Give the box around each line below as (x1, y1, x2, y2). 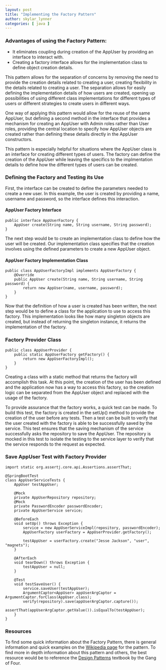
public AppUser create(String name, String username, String (14, 277, 143, 282)
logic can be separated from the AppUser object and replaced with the (5, 389, 150, 395)
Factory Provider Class (5, 336, 61, 343)
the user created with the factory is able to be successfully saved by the (5, 420, 153, 426)
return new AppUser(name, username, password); (23, 286, 123, 291)
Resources (5, 627, 32, 634)
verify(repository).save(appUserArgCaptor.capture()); (23, 599, 139, 604)
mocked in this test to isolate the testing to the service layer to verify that (5, 436, 154, 442)
